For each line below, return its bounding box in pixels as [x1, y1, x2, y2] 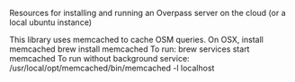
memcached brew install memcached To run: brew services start [9, 44, 250, 54]
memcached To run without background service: [9, 53, 191, 63]
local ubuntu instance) [9, 17, 93, 28]
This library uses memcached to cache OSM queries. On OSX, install [9, 35, 264, 45]
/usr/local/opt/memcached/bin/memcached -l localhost [9, 62, 215, 73]
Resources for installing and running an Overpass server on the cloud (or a [9, 8, 286, 18]
